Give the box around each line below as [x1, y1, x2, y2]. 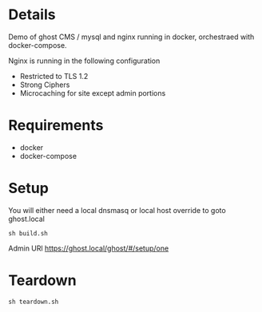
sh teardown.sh [8, 298, 59, 306]
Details [8, 6, 56, 24]
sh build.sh [8, 229, 48, 237]
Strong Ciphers [19, 80, 70, 89]
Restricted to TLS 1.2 [19, 71, 89, 81]
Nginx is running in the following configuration [8, 56, 161, 65]
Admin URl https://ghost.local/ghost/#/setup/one [8, 243, 169, 253]
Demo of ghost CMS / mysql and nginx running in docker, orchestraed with [8, 32, 255, 41]
